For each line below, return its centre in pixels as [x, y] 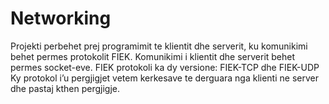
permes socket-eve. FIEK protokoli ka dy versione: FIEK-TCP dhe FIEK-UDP [165, 67]
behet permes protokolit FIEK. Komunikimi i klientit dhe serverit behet [153, 56]
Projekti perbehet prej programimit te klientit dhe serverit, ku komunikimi [159, 46]
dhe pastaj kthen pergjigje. [65, 88]
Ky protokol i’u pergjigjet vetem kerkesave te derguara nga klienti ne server [164, 78]
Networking [61, 18]
